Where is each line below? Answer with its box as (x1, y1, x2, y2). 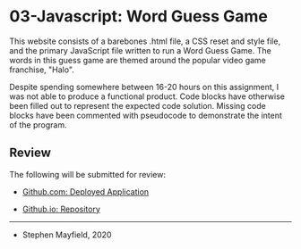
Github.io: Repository (21, 203, 101, 214)
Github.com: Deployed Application (21, 186, 150, 197)
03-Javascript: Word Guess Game (9, 6, 269, 27)
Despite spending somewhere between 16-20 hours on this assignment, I (9, 81, 279, 92)
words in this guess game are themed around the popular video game (9, 54, 267, 65)
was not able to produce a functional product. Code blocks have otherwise (9, 91, 285, 102)
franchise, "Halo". (9, 64, 74, 75)
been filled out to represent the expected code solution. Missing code (9, 100, 266, 111)
